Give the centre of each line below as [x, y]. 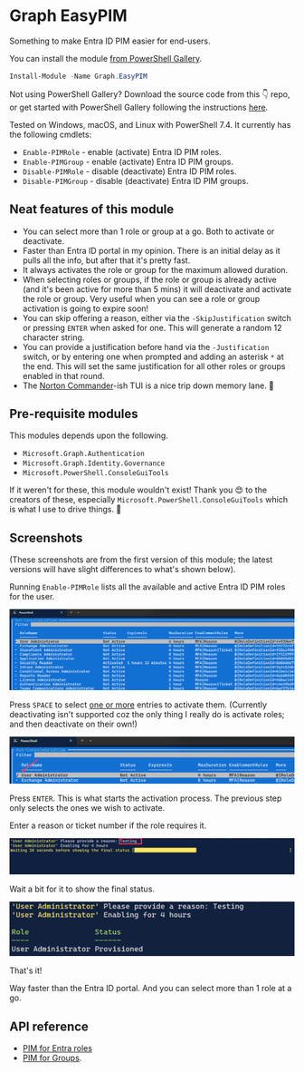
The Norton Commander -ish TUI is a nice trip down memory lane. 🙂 [148, 385]
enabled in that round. [64, 375]
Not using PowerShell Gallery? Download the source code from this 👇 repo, [150, 94]
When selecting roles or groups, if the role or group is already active [150, 279]
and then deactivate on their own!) [74, 724]
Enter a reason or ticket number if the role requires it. [108, 825]
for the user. [32, 597]
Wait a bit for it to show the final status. [82, 889]
